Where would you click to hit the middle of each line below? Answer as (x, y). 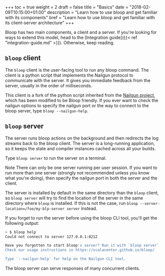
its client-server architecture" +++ (40, 23)
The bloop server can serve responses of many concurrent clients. (73, 268)
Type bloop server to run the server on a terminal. (56, 158)
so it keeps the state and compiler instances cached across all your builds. (81, 148)
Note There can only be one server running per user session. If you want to (81, 167)
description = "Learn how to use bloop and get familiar (102, 12)
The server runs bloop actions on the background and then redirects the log (82, 138)
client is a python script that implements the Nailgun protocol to (69, 75)
